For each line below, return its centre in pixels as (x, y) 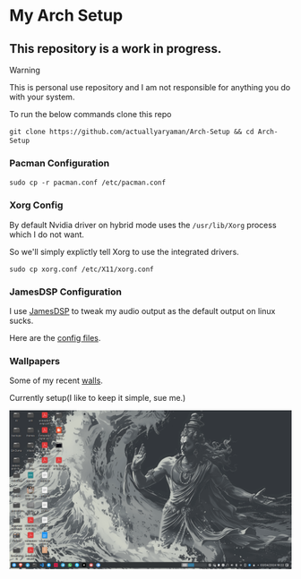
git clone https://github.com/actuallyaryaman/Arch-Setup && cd (132, 132)
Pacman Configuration (60, 163)
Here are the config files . (55, 337)
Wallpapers (35, 361)
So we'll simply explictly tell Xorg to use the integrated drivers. (124, 251)
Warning (25, 70)
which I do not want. (47, 234)
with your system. (42, 97)
